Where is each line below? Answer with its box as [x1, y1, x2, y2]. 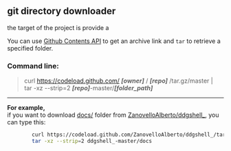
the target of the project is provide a [7, 23, 109, 31]
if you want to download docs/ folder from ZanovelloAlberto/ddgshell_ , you [7, 111, 219, 119]
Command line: [7, 61, 60, 70]
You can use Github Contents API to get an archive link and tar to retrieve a [7, 37, 221, 45]
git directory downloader [7, 5, 116, 17]
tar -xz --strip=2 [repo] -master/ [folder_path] [23, 84, 153, 92]
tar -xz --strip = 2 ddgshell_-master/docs [32, 137, 153, 144]
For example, [7, 104, 46, 112]
